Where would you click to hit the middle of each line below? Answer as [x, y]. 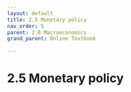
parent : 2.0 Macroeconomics [47, 32]
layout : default [30, 13]
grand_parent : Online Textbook [52, 39]
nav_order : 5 [26, 26]
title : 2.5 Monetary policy [47, 20]
